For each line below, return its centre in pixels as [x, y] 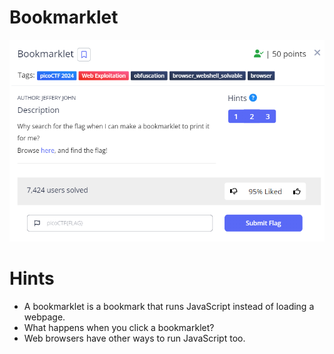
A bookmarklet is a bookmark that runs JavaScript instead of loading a [169, 306]
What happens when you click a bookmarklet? [119, 327]
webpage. [44, 317]
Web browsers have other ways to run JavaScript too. [134, 338]
